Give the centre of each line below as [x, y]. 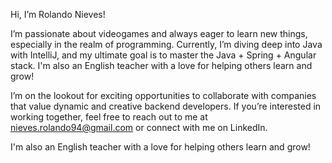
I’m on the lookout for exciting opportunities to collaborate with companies [163, 95]
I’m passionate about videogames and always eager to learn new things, [159, 33]
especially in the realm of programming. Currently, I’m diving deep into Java [166, 44]
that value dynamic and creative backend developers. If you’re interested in [166, 106]
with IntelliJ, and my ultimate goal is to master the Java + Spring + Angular [163, 55]
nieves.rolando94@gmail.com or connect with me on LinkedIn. [139, 127]
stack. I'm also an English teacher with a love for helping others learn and [161, 65]
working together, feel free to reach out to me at [109, 117]
